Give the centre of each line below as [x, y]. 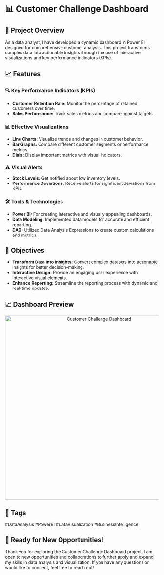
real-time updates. [31, 288]
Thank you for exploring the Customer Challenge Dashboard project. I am [79, 551]
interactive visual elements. [40, 278]
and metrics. [25, 235]
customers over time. [33, 108]
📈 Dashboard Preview [40, 304]
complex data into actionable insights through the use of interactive [73, 52]
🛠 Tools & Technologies [34, 202]
